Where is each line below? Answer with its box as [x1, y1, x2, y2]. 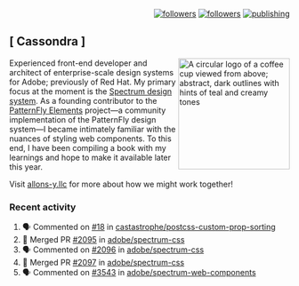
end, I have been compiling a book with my [9, 142, 166, 153]
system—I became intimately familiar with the [9, 123, 176, 134]
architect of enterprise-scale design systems [9, 67, 174, 77]
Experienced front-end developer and [9, 58, 148, 68]
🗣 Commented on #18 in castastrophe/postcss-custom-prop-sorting [21, 222, 276, 233]
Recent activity [9, 201, 77, 213]
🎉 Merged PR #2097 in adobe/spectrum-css [21, 258, 185, 268]
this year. [9, 161, 43, 172]
